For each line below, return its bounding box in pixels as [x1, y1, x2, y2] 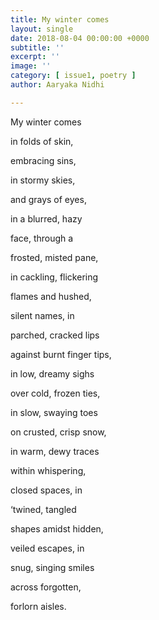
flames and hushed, [10, 290, 92, 302]
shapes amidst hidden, [10, 522, 104, 535]
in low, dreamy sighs [10, 367, 95, 380]
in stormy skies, [10, 174, 76, 186]
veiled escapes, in [10, 542, 85, 554]
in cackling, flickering [10, 271, 99, 283]
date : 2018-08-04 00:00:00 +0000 [10, 33, 150, 43]
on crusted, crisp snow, [10, 426, 107, 438]
